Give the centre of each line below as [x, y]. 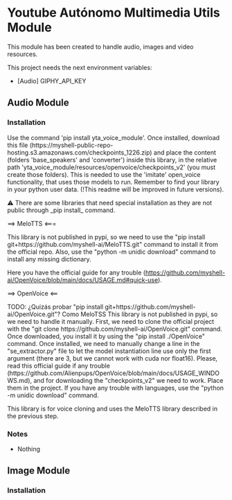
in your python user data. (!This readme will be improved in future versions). [116, 189]
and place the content [185, 152]
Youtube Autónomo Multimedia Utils [114, 13]
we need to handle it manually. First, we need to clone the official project [111, 321]
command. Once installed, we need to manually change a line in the [104, 343]
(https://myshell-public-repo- [71, 145]
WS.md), [20, 380]
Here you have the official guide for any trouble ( [77, 273]
